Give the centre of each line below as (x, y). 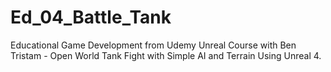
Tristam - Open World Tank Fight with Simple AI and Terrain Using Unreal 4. (166, 55)
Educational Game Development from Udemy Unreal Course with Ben (153, 45)
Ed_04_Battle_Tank (91, 17)
